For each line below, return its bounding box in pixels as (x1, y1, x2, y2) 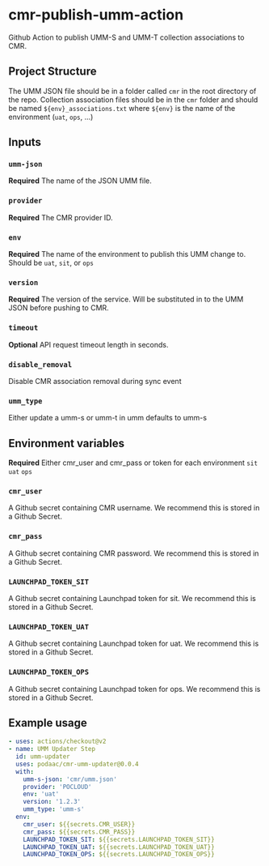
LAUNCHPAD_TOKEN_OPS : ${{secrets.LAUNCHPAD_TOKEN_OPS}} (23, 851, 216, 859)
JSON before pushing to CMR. (8, 303, 109, 313)
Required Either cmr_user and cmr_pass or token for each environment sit (8, 458, 258, 467)
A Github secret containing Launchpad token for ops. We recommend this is (8, 684, 261, 693)
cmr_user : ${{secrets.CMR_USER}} (23, 820, 136, 828)
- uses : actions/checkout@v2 (8, 737, 107, 746)
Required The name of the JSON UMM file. (8, 176, 152, 186)
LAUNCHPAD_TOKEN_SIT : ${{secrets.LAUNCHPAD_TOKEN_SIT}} (23, 835, 216, 843)
